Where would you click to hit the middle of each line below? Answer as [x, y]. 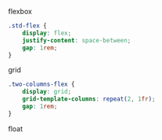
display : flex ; [47, 33]
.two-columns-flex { [42, 85]
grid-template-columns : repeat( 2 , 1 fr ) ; [89, 99]
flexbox [20, 11]
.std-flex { [27, 26]
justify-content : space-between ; [77, 40]
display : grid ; [47, 92]
